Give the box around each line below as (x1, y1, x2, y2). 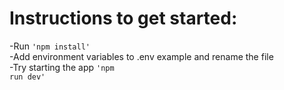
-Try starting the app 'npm (9, 61, 115, 73)
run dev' (9, 72, 46, 82)
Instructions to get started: (9, 7, 238, 30)
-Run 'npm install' (9, 40, 91, 52)
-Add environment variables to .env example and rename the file (9, 50, 274, 62)
